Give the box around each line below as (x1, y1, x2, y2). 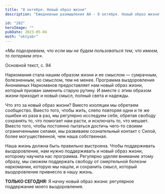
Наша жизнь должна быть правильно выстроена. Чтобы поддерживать (5, 143, 156, 148)
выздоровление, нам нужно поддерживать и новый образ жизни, (5, 148, 143, 154)
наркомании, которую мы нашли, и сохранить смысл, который (5, 164, 137, 170)
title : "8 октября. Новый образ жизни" (5, 7, 87, 12)
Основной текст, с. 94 (5, 62, 52, 68)
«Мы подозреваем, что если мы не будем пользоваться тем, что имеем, (5, 48, 159, 53)
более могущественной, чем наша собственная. (5, 133, 108, 139)
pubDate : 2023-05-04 (5, 30, 48, 35)
